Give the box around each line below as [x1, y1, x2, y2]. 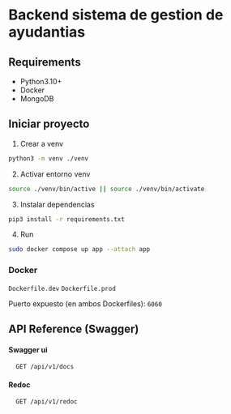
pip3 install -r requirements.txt [8, 215, 126, 224]
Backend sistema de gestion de [8, 6, 224, 24]
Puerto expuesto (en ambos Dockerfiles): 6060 [8, 298, 162, 309]
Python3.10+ [19, 77, 62, 86]
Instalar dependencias [19, 199, 95, 209]
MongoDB [19, 94, 54, 103]
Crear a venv [19, 139, 63, 148]
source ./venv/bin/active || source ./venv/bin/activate [8, 185, 205, 193]
